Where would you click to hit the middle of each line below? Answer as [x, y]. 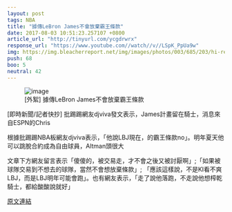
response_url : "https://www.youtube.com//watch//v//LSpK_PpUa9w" [103, 46]
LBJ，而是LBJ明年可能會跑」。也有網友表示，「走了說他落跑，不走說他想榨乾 [115, 177]
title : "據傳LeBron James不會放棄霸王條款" [66, 26]
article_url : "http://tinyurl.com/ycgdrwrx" [72, 39]
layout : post [26, 13]
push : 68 [20, 59]
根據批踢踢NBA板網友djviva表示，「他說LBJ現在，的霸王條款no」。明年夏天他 [116, 137]
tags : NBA [21, 20]
